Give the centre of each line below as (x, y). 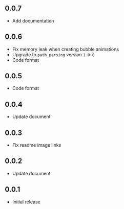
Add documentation (33, 20)
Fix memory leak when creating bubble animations (65, 49)
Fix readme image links (37, 145)
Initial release (26, 202)
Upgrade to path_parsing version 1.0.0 (54, 54)
